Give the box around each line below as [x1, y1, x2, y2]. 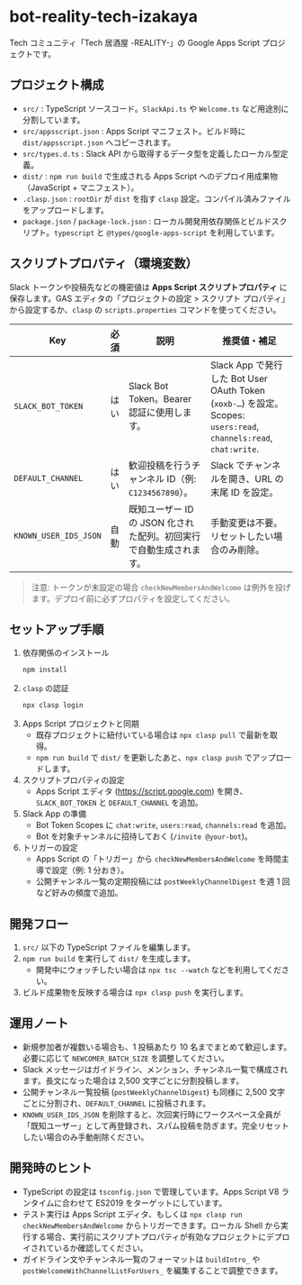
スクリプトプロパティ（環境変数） [9, 256, 198, 271]
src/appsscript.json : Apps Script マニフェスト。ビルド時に [22, 125, 246, 136]
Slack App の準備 [22, 808, 87, 819]
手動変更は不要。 [209, 516, 283, 529]
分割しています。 [22, 114, 85, 125]
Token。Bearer [129, 392, 192, 405]
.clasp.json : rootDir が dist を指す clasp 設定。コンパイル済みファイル [22, 193, 291, 204]
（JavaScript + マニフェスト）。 [22, 182, 139, 193]
